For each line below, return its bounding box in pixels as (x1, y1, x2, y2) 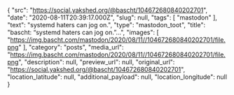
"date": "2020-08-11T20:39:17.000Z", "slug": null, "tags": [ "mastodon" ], (7, 13, 217, 22)
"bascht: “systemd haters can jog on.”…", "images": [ (7, 28, 159, 36)
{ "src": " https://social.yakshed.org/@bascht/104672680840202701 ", (7, 6, 208, 14)
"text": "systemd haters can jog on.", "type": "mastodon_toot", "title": (7, 21, 205, 29)
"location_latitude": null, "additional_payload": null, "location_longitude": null (7, 73, 228, 81)
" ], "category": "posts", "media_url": (18, 43, 124, 51)
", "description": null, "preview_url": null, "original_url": (18, 58, 175, 66)
